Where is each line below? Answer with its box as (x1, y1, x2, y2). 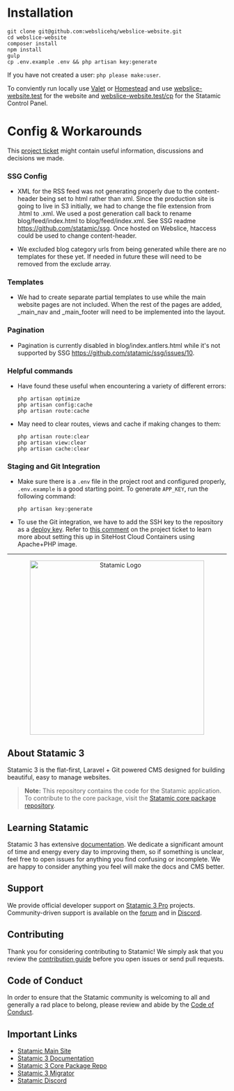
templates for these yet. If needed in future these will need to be (17, 252, 202, 261)
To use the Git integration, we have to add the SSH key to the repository (17, 518, 224, 526)
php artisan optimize (17, 395, 80, 402)
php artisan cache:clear (17, 445, 90, 452)
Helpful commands (7, 366, 73, 376)
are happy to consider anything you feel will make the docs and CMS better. (7, 862, 225, 871)
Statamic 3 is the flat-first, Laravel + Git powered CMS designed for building (7, 765, 225, 775)
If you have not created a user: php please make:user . (7, 70, 162, 79)
